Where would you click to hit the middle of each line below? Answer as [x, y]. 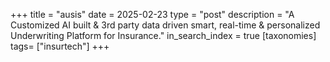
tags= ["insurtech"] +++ [60, 46]
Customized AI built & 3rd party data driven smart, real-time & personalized [165, 25]
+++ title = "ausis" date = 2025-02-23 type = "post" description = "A [152, 14]
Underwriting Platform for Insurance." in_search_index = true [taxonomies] [163, 35]
